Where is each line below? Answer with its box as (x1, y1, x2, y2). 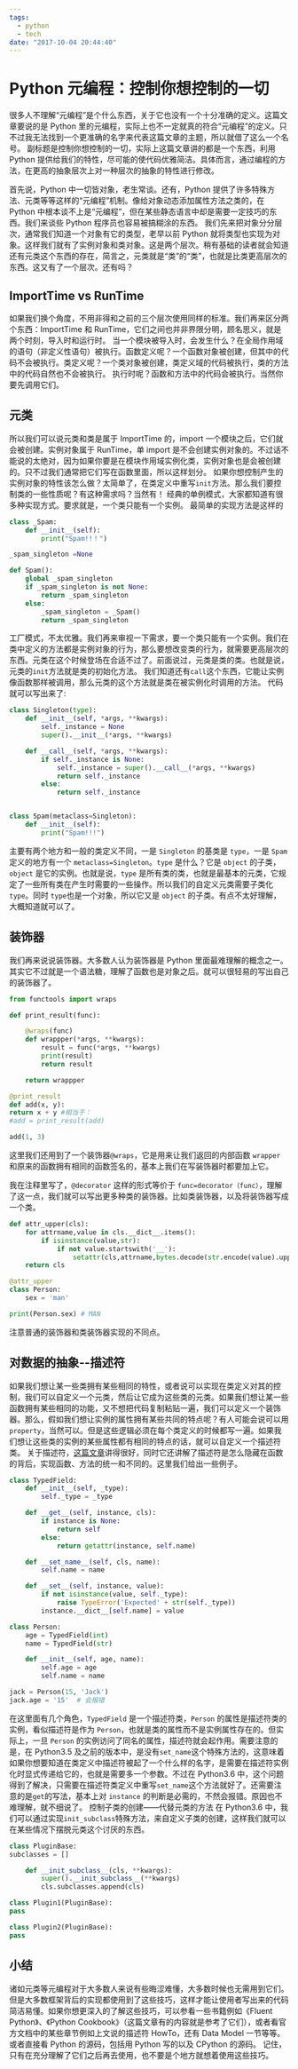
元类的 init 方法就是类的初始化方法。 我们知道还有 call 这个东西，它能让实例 (9, 666, 285, 677)
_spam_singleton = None (9, 550, 93, 559)
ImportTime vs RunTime (9, 288, 145, 303)
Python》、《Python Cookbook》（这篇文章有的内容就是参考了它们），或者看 (9, 2017, 279, 2027)
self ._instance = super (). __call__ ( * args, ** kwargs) (56, 763, 255, 773)
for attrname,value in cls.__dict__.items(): (25, 1227, 197, 1237)
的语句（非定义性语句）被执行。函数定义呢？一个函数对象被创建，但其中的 (9, 346, 281, 356)
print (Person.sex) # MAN (9, 1309, 101, 1319)
